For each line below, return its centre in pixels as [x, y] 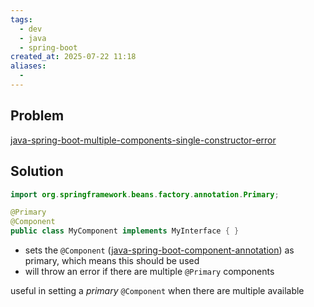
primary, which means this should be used [112, 260]
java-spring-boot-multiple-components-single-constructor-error [143, 140]
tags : [21, 19]
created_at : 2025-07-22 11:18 [73, 57]
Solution [37, 171]
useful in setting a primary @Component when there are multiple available [157, 290]
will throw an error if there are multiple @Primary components [149, 271]
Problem [37, 116]
